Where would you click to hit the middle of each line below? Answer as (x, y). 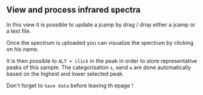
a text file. (19, 31)
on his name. (23, 49)
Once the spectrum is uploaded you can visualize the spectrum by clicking (100, 42)
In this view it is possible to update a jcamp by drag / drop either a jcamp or (101, 24)
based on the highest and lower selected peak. (65, 74)
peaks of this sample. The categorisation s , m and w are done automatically (99, 67)
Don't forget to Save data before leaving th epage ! (70, 85)
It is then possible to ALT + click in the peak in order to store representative (102, 61)
